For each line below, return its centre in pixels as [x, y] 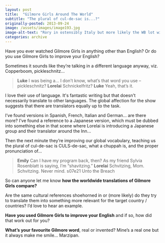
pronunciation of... [24, 151]
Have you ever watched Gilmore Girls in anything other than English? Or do [81, 51]
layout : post [18, 10]
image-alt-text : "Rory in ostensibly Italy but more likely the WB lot [80, 32]
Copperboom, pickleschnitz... [35, 71]
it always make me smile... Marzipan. [42, 235]
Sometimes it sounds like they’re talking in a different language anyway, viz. [82, 66]
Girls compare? [21, 185]
